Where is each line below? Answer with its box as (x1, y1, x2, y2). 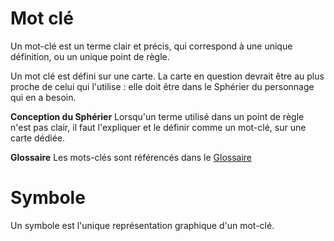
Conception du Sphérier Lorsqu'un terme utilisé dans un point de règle (10, 110, 305, 122)
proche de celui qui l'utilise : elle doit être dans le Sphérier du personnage (10, 80, 315, 92)
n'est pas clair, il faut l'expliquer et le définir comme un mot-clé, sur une (10, 121, 307, 133)
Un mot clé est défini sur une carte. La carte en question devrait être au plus (10, 70, 325, 82)
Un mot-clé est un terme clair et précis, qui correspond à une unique (10, 40, 293, 52)
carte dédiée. (10, 132, 66, 144)
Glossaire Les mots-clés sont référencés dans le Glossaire (10, 151, 253, 163)
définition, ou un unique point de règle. (10, 50, 170, 62)
